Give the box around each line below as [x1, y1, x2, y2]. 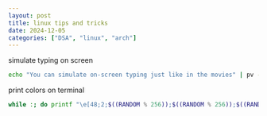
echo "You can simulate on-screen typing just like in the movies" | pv [8, 71, 254, 79]
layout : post [8, 11, 52, 20]
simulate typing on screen [8, 56, 94, 65]
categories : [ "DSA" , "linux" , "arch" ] [8, 33, 137, 42]
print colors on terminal [8, 85, 85, 95]
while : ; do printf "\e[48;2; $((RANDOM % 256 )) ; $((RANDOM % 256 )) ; [8, 101, 237, 109]
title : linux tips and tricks [8, 19, 109, 27]
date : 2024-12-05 [8, 26, 66, 34]
